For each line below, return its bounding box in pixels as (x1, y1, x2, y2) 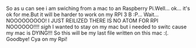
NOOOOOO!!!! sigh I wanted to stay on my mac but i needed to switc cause (6, 23, 187, 30)
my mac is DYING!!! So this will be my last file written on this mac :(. (6, 29, 169, 36)
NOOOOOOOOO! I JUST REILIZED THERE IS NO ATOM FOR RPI (6, 17, 159, 24)
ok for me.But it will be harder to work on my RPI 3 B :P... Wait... (6, 11, 159, 18)
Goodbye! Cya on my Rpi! (6, 36, 68, 42)
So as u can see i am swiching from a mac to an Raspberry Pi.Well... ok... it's (6, 5, 190, 12)
